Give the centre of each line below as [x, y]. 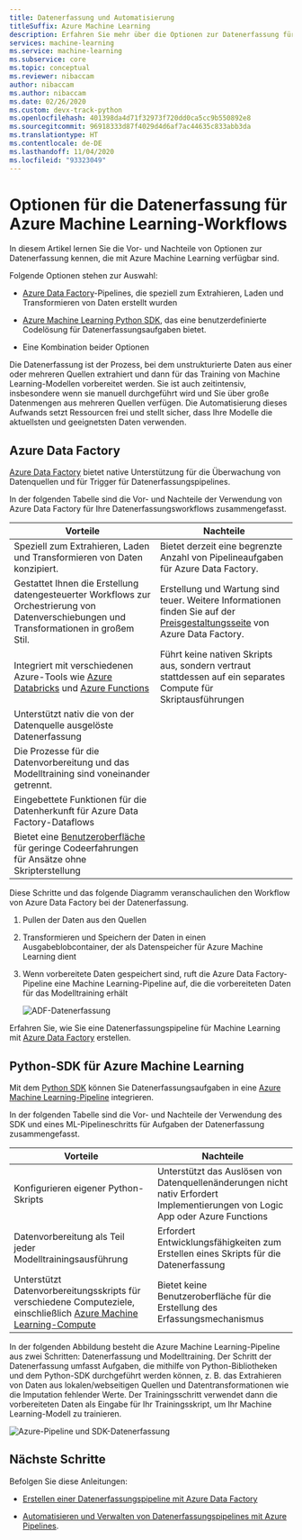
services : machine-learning [62, 43]
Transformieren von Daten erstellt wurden [100, 303]
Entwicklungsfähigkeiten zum [219, 1243]
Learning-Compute [55, 1325]
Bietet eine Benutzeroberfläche [80, 837]
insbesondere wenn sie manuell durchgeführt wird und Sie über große [139, 394]
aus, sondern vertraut [206, 666]
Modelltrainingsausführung [71, 1260]
